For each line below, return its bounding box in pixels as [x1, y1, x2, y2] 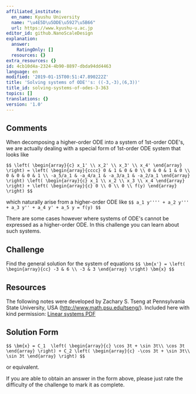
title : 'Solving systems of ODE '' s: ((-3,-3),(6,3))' [6, 80, 141, 86]
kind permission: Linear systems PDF [6, 310, 96, 317]
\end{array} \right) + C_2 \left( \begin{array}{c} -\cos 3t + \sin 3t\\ [6, 348, 191, 354]
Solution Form [6, 327, 59, 338]
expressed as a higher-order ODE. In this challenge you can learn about [6, 221, 180, 228]
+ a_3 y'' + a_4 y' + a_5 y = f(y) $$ [6, 205, 101, 211]
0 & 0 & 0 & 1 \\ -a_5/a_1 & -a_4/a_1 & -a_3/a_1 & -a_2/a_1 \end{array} [6, 173, 191, 179]
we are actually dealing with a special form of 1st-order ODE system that [6, 145, 181, 152]
